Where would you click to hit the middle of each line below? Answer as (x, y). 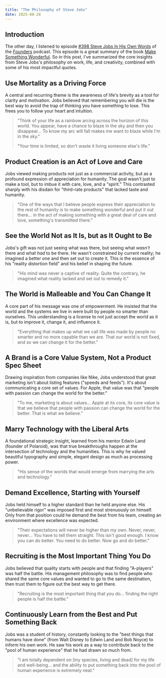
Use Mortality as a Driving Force (56, 83)
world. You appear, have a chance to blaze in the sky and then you (85, 126)
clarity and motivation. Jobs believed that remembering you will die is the (80, 100)
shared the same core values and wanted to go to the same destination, (78, 579)
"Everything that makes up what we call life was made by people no (86, 331)
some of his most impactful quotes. (41, 68)
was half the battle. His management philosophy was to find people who (79, 573)
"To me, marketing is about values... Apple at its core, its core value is (88, 403)
